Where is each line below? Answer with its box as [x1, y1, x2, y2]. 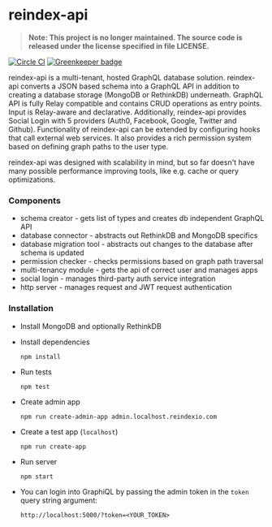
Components [8, 195, 61, 206]
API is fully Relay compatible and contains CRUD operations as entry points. [8, 98, 262, 108]
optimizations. [8, 175, 56, 184]
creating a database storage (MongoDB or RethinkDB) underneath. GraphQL [8, 89, 264, 99]
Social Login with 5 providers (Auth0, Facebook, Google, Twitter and [8, 115, 237, 125]
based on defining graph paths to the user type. [8, 141, 169, 151]
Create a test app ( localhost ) [19, 426, 119, 436]
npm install [19, 352, 61, 361]
